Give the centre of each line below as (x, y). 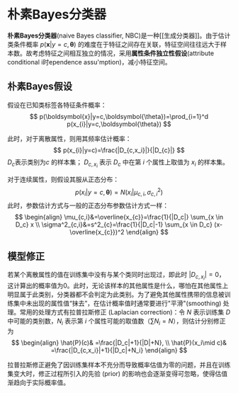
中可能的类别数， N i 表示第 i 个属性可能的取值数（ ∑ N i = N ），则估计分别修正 (117, 322)
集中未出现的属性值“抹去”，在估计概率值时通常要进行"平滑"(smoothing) (117, 303)
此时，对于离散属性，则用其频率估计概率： (69, 138)
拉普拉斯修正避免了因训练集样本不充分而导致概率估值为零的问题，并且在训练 (119, 365)
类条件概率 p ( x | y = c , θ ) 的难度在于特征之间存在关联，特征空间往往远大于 (114, 44)
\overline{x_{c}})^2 (97, 232)
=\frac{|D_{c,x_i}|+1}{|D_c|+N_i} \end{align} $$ (119, 351)
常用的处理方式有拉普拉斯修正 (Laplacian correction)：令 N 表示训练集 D (125, 312)
